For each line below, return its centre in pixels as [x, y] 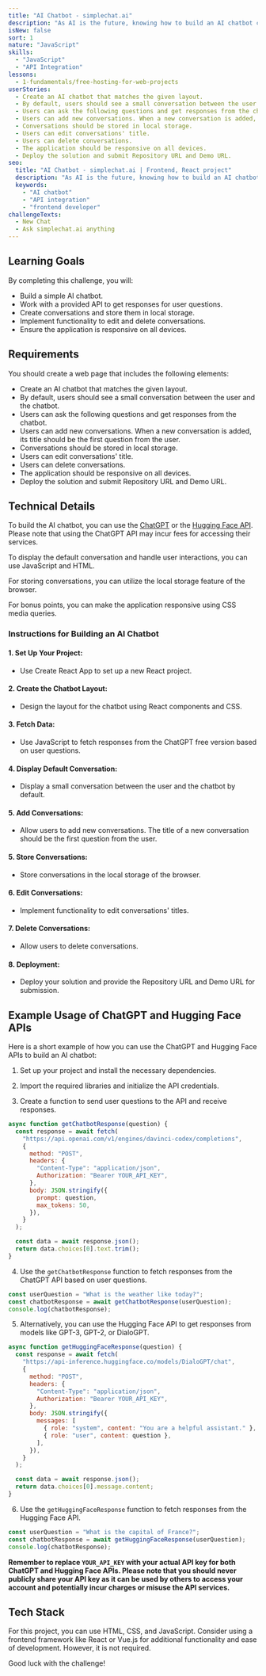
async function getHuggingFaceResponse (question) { [95, 1347]
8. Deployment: [34, 964]
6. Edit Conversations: [46, 893]
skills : [21, 52]
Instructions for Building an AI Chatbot [84, 634]
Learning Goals [47, 261]
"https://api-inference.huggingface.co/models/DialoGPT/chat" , [129, 1362]
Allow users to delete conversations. [79, 946]
